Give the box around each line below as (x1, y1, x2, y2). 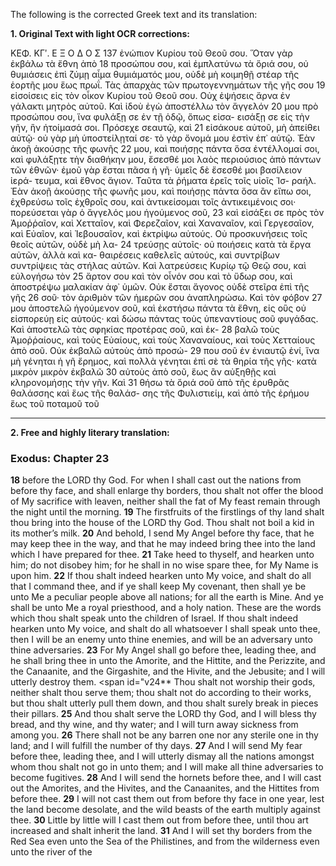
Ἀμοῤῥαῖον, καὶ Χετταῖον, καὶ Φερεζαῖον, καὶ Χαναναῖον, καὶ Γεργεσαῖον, (10, 217, 315, 229)
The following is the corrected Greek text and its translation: (10, 9, 258, 20)
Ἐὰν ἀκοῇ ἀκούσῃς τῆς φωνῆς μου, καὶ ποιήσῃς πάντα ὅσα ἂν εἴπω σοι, (10, 185, 312, 197)
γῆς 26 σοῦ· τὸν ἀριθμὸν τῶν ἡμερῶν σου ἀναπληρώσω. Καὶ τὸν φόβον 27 (10, 292, 323, 303)
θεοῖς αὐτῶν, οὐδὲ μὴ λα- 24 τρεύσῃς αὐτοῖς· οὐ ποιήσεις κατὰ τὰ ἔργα (10, 239, 312, 250)
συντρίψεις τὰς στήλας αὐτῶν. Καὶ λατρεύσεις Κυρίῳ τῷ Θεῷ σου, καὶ (10, 260, 307, 271)
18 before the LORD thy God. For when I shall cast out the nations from (10, 474, 302, 486)
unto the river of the (10, 846, 93, 858)
